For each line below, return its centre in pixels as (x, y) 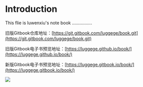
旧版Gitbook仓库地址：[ (29, 33)
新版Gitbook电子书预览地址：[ (36, 64)
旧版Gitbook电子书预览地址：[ (36, 48)
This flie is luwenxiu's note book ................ (49, 23)
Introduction (31, 9)
